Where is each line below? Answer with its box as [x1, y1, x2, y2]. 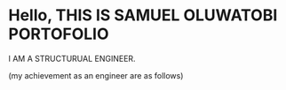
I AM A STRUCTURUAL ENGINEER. [8, 53, 136, 64]
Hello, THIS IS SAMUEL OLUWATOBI [8, 5, 278, 26]
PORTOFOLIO [8, 24, 109, 44]
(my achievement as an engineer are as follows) [8, 70, 184, 80]
